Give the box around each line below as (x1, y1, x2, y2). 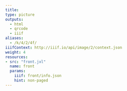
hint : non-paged (14, 78, 49, 83)
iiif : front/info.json (14, 73, 62, 78)
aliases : (5, 36, 24, 41)
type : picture (5, 12, 35, 17)
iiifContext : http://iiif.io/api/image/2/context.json (5, 45, 122, 50)
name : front (10, 64, 35, 69)
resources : (5, 54, 28, 60)
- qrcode (10, 26, 28, 31)
